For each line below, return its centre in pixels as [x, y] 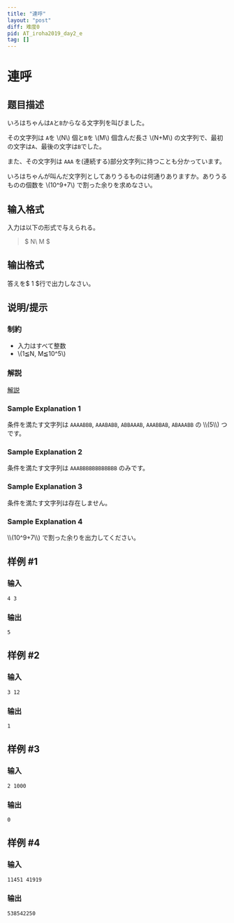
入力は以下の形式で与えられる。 [53, 227]
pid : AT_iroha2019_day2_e [45, 33]
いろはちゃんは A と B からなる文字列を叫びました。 [78, 123]
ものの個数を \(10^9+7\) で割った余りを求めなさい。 [82, 185]
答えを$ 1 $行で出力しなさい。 [51, 283]
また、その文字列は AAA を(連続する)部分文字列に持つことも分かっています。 [116, 161]
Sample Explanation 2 [45, 451]
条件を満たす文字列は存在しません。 [59, 502]
